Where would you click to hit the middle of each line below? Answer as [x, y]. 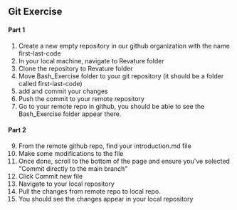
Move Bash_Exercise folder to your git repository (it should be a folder [121, 76]
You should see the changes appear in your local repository [106, 199]
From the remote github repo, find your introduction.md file [105, 146]
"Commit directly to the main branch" [73, 168]
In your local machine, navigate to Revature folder [91, 61]
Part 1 [17, 30]
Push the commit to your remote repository [81, 98]
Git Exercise [35, 12]
